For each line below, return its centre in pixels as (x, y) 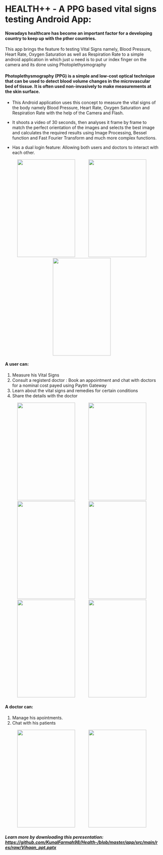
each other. (24, 152)
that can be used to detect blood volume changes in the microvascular (78, 81)
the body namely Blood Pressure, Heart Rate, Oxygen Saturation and (81, 107)
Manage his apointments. (37, 718)
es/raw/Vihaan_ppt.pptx (31, 847)
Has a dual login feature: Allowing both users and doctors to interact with (85, 147)
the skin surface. (23, 91)
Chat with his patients (34, 723)
